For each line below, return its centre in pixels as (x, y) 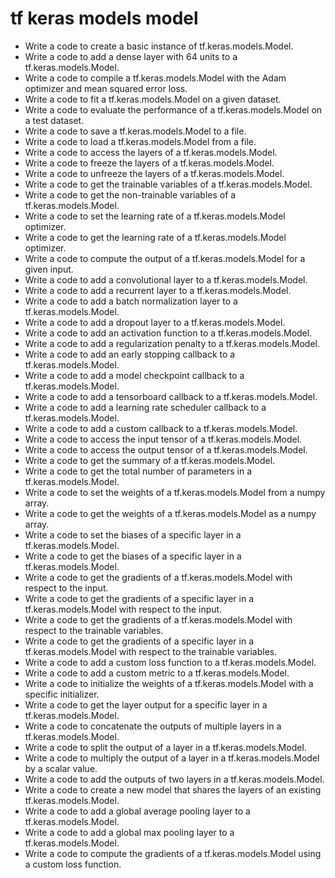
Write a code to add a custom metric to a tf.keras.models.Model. (157, 673)
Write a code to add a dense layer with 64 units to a (131, 56)
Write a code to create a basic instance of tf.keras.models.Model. (159, 46)
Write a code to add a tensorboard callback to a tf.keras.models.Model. (171, 396)
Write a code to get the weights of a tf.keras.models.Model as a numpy (170, 513)
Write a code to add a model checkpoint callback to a (134, 375)
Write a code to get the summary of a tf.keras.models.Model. (150, 460)
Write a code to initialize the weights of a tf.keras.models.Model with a (169, 683)
